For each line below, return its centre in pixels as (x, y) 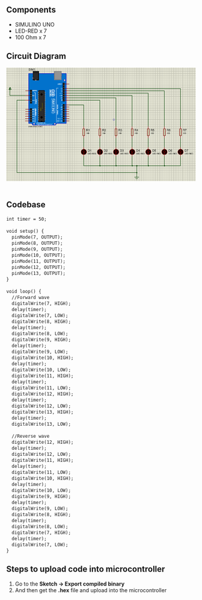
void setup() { (25, 232)
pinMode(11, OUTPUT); (39, 262)
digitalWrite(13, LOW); (41, 425)
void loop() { (24, 292)
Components (31, 10)
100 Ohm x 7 (30, 37)
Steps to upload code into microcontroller (86, 569)
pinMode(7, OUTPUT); (37, 238)
